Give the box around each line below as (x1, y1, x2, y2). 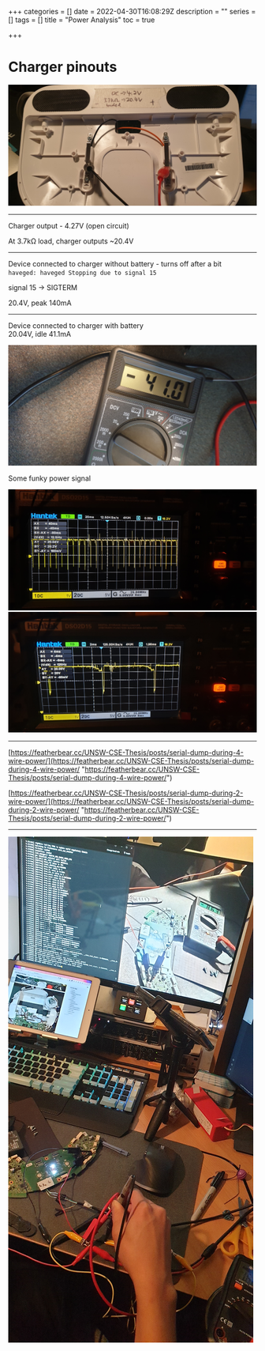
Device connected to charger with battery (8, 320, 144, 330)
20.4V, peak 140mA (8, 298, 73, 308)
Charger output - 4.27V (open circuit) (8, 221, 130, 230)
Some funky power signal (8, 474, 91, 483)
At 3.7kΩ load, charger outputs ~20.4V (8, 236, 134, 246)
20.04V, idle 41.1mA (8, 329, 72, 338)
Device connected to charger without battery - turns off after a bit (8, 259, 222, 268)
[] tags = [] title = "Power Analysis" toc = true (8, 15, 155, 25)
